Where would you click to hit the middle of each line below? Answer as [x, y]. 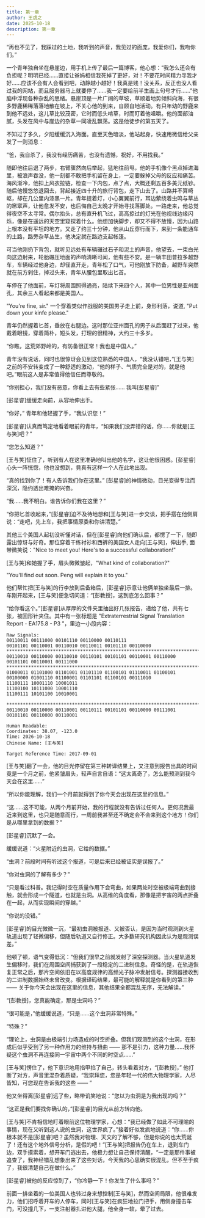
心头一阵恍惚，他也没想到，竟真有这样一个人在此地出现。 [78, 467]
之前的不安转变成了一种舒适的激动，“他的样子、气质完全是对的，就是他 [96, 366]
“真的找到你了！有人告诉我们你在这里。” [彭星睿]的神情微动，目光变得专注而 [101, 481]
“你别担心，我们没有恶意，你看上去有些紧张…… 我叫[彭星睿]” [83, 387]
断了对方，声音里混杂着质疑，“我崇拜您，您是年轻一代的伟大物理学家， [96, 1075]
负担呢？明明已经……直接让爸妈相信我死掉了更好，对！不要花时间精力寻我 [99, 75]
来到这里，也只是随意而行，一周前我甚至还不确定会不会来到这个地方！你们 [105, 815]
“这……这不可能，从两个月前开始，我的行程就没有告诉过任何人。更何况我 [98, 808]
